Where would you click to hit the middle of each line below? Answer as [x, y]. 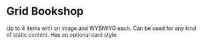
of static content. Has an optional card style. [62, 34]
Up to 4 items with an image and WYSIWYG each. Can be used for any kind [101, 28]
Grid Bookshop [45, 11]
